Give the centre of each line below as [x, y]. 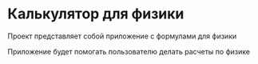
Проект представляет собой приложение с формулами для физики [122, 36]
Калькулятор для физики [96, 14]
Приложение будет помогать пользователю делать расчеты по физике [129, 51]
